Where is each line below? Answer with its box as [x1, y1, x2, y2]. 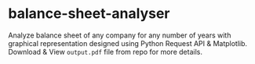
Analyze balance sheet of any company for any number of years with [8, 30, 231, 40]
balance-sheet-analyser [8, 5, 170, 23]
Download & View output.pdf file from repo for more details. [8, 47, 202, 56]
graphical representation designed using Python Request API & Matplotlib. [8, 38, 248, 48]
